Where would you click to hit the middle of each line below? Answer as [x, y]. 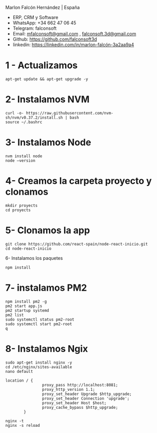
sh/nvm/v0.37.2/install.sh [34, 118]
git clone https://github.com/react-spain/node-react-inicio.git [76, 244]
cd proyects [18, 210]
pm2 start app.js [24, 306]
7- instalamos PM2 [46, 288]
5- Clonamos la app [48, 230]
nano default [19, 371]
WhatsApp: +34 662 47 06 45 [44, 23]
